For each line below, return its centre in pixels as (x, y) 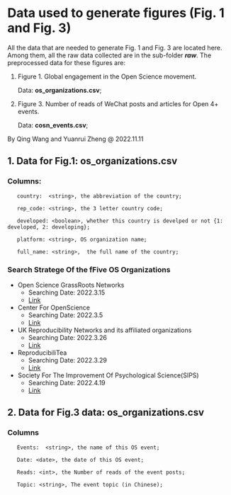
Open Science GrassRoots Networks (71, 285)
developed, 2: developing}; (49, 227)
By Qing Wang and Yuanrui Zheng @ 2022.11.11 (75, 139)
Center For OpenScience (54, 307)
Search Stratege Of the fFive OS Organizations (89, 269)
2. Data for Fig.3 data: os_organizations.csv (106, 412)
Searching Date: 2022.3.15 (67, 292)
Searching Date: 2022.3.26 (68, 337)
